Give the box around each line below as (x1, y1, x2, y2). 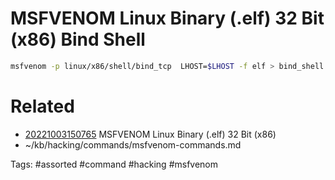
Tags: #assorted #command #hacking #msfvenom (10, 158, 219, 170)
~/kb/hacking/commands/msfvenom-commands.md (24, 138, 242, 151)
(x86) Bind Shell (10, 28, 146, 51)
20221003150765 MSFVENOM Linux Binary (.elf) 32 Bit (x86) (24, 128, 277, 140)
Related (10, 95, 75, 117)
